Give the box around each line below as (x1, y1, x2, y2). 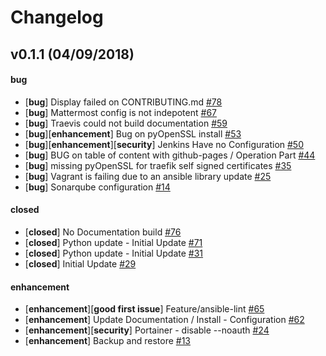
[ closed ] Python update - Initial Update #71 (24, 236, 203, 248)
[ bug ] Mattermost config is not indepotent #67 (24, 106, 217, 118)
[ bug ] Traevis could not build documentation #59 (24, 117, 228, 129)
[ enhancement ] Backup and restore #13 (24, 335, 192, 347)
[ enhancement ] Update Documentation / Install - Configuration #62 (24, 314, 305, 326)
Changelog (10, 6, 104, 29)
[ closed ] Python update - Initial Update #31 (24, 247, 204, 259)
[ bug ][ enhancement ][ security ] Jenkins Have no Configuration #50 (24, 138, 305, 150)
